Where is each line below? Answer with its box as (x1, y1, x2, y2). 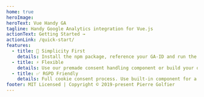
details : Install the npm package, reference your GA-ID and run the (17, 54, 197, 60)
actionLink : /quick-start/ (6, 37, 75, 43)
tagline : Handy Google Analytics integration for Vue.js (6, 25, 154, 32)
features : (6, 43, 32, 49)
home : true (6, 8, 34, 15)
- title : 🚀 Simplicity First (12, 48, 86, 54)
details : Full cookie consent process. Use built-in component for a (17, 76, 197, 82)
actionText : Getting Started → (6, 31, 86, 37)
